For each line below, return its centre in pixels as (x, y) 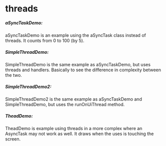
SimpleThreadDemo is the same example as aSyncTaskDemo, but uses (78, 65)
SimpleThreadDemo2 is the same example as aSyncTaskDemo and (74, 99)
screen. (13, 139)
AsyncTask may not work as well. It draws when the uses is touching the (80, 134)
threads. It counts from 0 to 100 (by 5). (45, 41)
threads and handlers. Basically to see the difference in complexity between (83, 70)
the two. (14, 75)
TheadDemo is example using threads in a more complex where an (74, 129)
